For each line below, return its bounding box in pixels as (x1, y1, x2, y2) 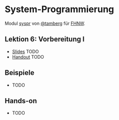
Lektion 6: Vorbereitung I (5, 35, 85, 44)
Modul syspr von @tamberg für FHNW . (5, 20, 85, 26)
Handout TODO (12, 54, 44, 60)
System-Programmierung (5, 4, 114, 15)
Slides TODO (12, 48, 39, 54)
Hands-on (5, 96, 37, 105)
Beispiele (5, 68, 35, 77)
